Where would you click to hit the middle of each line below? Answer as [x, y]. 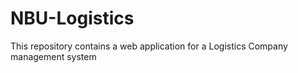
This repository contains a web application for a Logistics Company [149, 46]
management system [53, 56]
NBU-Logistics [72, 18]
